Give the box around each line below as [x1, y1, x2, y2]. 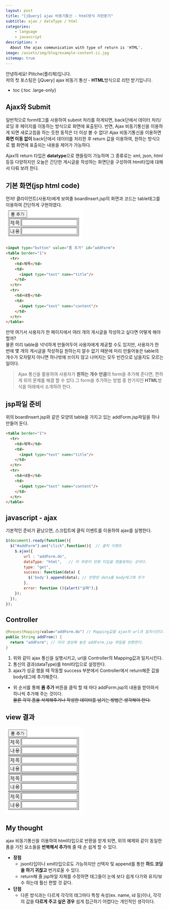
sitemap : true [6, 56, 36, 61]
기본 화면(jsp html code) [6, 181, 80, 190]
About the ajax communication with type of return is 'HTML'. [10, 45, 143, 50]
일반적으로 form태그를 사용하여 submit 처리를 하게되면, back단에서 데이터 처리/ [6, 117, 161, 123]
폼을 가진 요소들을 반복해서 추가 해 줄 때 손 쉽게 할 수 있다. [6, 844, 117, 850]
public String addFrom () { [6, 635, 62, 640]
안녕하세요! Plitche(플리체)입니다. [6, 71, 72, 77]
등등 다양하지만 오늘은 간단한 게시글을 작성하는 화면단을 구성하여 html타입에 [6, 159, 154, 165]
